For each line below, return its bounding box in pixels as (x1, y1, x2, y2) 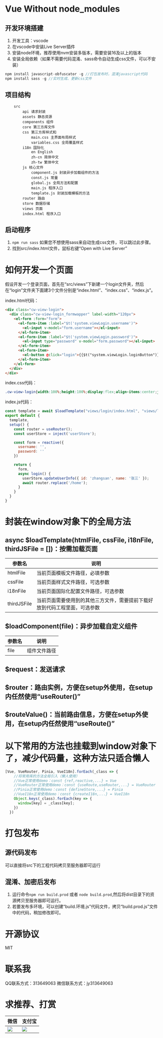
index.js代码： (5, 399, 33, 405)
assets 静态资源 (22, 114, 52, 119)
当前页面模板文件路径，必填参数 (36, 569, 110, 576)
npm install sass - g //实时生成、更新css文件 (5, 76, 92, 81)
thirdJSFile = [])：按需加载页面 (5, 544, 98, 553)
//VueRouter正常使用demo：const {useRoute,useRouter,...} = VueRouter (14, 783, 156, 788)
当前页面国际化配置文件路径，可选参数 (36, 588, 125, 594)
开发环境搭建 (5, 24, 44, 32)
